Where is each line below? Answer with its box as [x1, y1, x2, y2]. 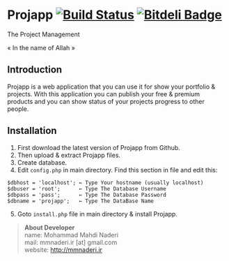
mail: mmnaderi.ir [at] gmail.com [24, 238, 118, 246]
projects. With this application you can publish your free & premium [7, 89, 200, 98]
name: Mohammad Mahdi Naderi [24, 230, 119, 239]
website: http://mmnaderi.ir [24, 245, 103, 254]
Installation [7, 125, 57, 137]
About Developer [24, 223, 75, 232]
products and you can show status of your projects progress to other [7, 97, 205, 105]
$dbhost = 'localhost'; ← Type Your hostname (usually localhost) [7, 179, 204, 186]
